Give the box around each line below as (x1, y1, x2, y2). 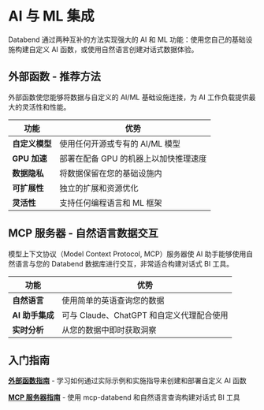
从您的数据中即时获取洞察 (61, 324, 157, 335)
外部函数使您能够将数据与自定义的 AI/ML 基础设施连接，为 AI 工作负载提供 (8, 92, 250, 102)
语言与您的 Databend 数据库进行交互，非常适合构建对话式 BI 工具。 (14, 259, 234, 268)
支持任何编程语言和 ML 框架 (59, 197, 163, 208)
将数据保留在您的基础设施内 (59, 167, 163, 178)
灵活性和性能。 (21, 102, 71, 111)
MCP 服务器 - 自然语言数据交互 (8, 226, 159, 240)
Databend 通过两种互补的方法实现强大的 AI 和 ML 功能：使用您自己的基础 (8, 35, 246, 44)
